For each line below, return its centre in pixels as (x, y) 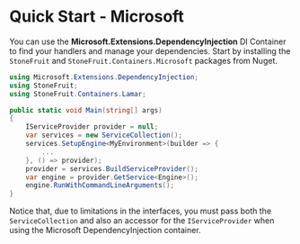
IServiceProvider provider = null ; (92, 127)
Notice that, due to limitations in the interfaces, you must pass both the (141, 211)
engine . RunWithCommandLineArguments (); (100, 185)
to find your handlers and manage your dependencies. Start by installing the (150, 50)
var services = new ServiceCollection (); (104, 136)
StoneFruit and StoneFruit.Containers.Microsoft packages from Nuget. (144, 60)
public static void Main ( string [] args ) (86, 110)
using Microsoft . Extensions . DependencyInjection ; (104, 77)
